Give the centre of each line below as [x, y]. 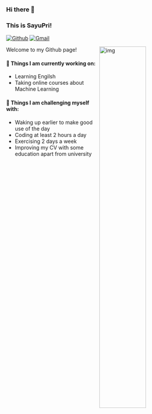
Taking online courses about [49, 83]
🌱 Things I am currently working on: [51, 63]
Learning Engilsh [35, 77]
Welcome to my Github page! [41, 50]
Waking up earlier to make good [54, 122]
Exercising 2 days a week [46, 141]
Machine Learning [37, 89]
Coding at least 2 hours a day [51, 135]
